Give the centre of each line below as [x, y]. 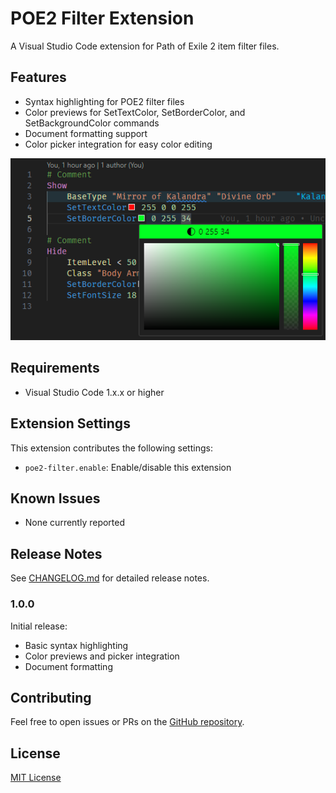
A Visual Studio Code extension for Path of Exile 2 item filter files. [145, 46]
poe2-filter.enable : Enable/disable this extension [128, 467]
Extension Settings [70, 423]
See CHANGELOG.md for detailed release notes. [110, 578]
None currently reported [75, 523]
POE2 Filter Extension [102, 18]
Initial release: [39, 626]
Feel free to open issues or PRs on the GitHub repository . [127, 722]
